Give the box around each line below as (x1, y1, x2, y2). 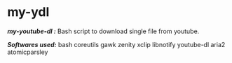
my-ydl (7, 4, 50, 20)
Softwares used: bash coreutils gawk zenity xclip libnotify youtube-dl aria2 (7, 40, 226, 48)
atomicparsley (7, 48, 48, 56)
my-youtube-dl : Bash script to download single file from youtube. (7, 27, 200, 35)
